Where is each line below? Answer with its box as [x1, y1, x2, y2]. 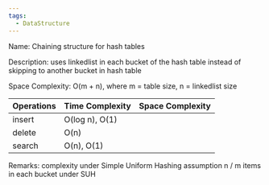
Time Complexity [64, 100, 131, 111]
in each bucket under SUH [8, 169, 97, 179]
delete [12, 126, 36, 138]
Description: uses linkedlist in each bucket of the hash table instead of [8, 57, 242, 67]
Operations [12, 100, 56, 111]
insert [12, 113, 35, 125]
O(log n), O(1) [64, 113, 118, 125]
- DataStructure [15, 19, 70, 27]
